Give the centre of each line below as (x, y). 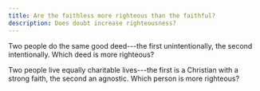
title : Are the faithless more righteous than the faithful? (112, 16)
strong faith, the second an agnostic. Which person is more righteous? (124, 78)
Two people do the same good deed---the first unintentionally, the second (130, 45)
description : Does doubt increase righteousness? (93, 23)
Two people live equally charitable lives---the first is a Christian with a (124, 69)
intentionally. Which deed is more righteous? (81, 54)
